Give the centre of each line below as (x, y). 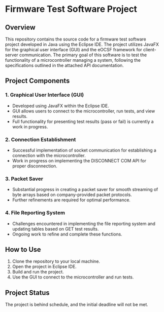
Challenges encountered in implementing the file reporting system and (84, 224)
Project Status (28, 292)
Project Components (37, 81)
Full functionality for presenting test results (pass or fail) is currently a (83, 121)
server (12, 55)
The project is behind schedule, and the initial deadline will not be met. (77, 305)
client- (150, 50)
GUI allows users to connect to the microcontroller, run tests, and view (83, 111)
